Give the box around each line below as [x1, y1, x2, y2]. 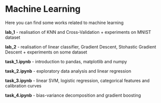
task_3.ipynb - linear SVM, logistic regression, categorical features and [5, 77, 150, 83]
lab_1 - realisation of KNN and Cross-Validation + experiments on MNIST [5, 29, 151, 35]
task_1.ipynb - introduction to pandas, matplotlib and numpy [5, 58, 127, 64]
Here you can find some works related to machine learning [5, 20, 124, 26]
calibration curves [5, 82, 42, 89]
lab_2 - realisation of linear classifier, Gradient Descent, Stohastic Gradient [5, 44, 156, 50]
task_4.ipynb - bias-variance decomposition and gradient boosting [5, 92, 141, 98]
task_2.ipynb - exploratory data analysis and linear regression [5, 68, 132, 74]
